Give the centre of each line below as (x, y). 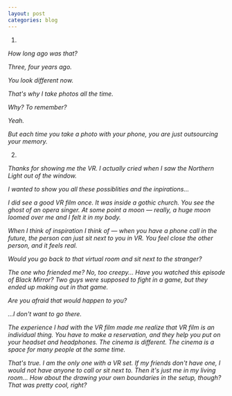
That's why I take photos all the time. (61, 94)
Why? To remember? (37, 107)
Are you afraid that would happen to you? (68, 300)
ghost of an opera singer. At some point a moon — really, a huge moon (109, 209)
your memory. (28, 141)
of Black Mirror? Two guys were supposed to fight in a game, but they (108, 279)
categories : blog (33, 20)
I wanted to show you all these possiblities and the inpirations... (99, 189)
